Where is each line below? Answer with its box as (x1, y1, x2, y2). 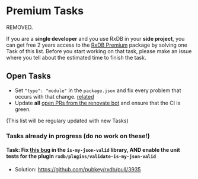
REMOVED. (6, 24, 33, 31)
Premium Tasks (6, 4, 84, 18)
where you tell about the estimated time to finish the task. (6, 54, 146, 61)
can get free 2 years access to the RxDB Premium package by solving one (6, 41, 188, 48)
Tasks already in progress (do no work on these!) (6, 132, 150, 140)
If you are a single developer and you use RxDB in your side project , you (6, 35, 185, 42)
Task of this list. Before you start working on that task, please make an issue (6, 47, 192, 54)
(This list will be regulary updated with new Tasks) (6, 117, 129, 124)
